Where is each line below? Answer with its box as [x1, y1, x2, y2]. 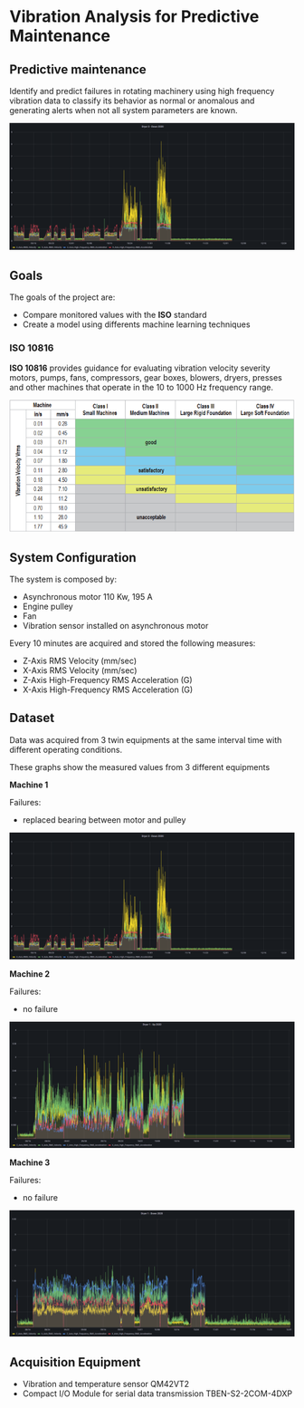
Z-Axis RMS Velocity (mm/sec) [22, 655, 138, 667]
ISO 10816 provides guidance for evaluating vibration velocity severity [9, 362, 271, 373]
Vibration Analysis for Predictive [9, 6, 260, 27]
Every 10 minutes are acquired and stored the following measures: [9, 638, 256, 649]
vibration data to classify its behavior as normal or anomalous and [9, 95, 255, 106]
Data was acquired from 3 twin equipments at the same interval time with [9, 734, 282, 745]
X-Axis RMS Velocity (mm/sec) [22, 665, 138, 676]
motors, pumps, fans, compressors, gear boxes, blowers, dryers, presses [9, 371, 282, 382]
